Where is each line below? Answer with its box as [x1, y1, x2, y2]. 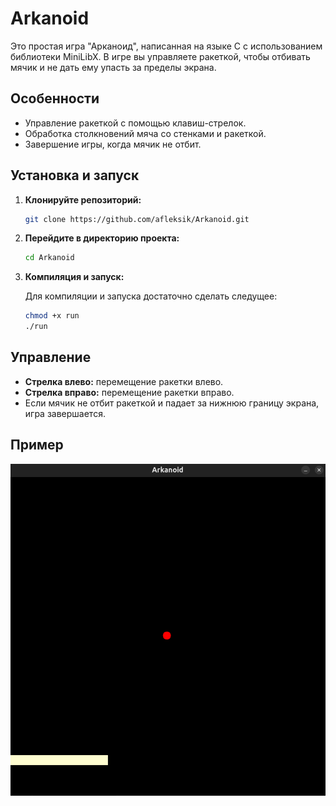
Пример [10, 437, 64, 454]
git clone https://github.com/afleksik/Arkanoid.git [24, 214, 250, 224]
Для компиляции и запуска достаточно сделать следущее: [24, 290, 278, 302]
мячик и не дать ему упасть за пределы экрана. [10, 61, 217, 73]
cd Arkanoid [24, 253, 75, 263]
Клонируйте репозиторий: [24, 193, 142, 206]
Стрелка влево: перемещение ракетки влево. [24, 375, 224, 387]
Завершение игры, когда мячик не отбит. [24, 138, 202, 150]
